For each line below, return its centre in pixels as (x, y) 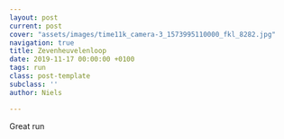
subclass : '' (34, 84)
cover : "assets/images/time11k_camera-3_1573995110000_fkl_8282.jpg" (143, 34)
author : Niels (36, 92)
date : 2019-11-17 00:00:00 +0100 (72, 59)
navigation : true (42, 43)
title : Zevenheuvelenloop (58, 51)
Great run (27, 126)
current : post (36, 26)
